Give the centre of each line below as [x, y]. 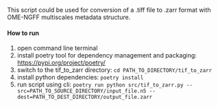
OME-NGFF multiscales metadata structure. [69, 17]
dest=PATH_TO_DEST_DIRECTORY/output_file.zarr [85, 97]
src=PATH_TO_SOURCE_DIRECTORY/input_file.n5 [82, 91]
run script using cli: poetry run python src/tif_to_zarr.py [100, 84]
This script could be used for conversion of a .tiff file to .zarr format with [109, 10]
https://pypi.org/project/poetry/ [61, 63]
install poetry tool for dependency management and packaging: [107, 56]
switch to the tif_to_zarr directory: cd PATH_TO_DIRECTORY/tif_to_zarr [114, 70]
